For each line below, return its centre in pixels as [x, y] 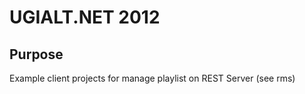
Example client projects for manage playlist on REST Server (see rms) [152, 78]
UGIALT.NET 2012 [85, 17]
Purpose [36, 54]
